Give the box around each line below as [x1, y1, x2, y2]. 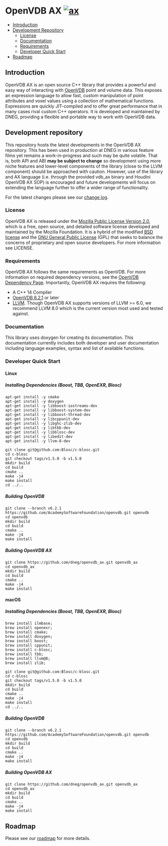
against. [12, 311, 29, 317]
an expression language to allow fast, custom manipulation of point [5, 92, 144, 98]
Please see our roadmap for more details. [5, 835, 91, 841]
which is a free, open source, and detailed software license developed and [5, 223, 159, 229]
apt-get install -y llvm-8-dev [5, 438, 71, 444]
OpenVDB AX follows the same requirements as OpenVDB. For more [5, 269, 146, 275]
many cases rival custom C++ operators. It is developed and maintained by [5, 108, 160, 114]
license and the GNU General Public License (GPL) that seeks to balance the [5, 234, 163, 240]
